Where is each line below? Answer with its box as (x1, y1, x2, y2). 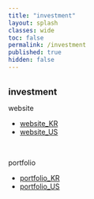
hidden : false (8, 56, 55, 64)
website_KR (19, 118, 58, 128)
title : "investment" (8, 11, 77, 20)
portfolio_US (19, 182, 61, 191)
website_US (19, 127, 58, 136)
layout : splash (8, 19, 58, 27)
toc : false (8, 33, 44, 42)
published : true (8, 48, 62, 56)
